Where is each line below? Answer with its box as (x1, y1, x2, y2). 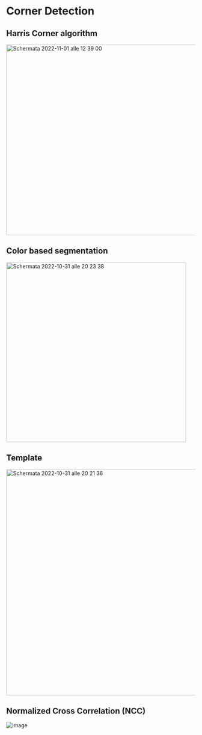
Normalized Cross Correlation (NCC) (6, 706, 146, 716)
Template (6, 453, 43, 463)
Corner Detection (6, 4, 95, 18)
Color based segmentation (6, 246, 108, 256)
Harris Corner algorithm (6, 28, 98, 39)
